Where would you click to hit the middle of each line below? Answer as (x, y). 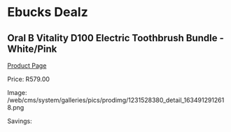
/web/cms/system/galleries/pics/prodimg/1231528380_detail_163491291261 (116, 100)
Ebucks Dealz (48, 12)
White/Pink (32, 49)
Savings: (20, 121)
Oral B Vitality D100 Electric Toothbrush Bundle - (115, 38)
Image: (17, 93)
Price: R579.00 (29, 79)
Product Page (27, 66)
